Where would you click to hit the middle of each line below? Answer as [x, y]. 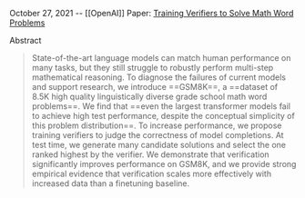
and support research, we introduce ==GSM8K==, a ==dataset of [155, 87]
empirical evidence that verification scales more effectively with [151, 173]
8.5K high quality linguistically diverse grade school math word [149, 96]
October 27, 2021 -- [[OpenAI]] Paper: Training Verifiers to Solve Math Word [152, 13]
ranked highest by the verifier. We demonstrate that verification [151, 154]
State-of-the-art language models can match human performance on [161, 58]
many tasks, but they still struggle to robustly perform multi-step [152, 68]
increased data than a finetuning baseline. [111, 183]
